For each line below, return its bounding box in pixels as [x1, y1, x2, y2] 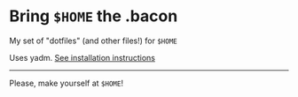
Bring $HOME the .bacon [9, 6, 178, 26]
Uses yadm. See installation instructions [9, 52, 155, 63]
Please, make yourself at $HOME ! [9, 78, 124, 88]
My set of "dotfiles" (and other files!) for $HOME [9, 35, 177, 46]
